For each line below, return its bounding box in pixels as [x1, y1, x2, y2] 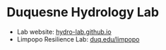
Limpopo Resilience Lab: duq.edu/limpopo [16, 35, 140, 43]
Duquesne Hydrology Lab [6, 4, 160, 20]
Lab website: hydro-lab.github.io [16, 27, 112, 36]
